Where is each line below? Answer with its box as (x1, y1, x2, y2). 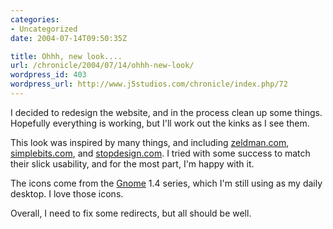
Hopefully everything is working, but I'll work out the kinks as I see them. (10, 117, 310, 129)
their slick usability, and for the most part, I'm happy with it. (10, 157, 255, 170)
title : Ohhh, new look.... (10, 51, 123, 61)
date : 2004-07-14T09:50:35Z (10, 33, 128, 43)
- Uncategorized (10, 24, 78, 34)
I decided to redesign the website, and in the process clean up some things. (10, 106, 323, 118)
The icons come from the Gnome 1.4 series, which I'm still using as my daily (10, 177, 323, 189)
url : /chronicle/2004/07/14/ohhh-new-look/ (10, 61, 195, 71)
